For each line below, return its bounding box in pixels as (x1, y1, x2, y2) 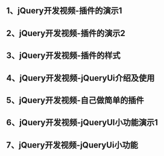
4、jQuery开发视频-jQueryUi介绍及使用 (6, 73, 155, 83)
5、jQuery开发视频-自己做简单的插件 (6, 95, 144, 105)
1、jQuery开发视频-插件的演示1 (6, 5, 122, 16)
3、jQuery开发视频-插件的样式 (6, 51, 121, 61)
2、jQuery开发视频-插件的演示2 (6, 28, 125, 38)
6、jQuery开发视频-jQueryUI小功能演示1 (6, 117, 159, 128)
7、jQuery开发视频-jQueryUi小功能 (6, 140, 139, 150)
